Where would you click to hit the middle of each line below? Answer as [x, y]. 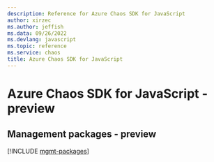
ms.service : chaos [34, 53]
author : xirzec [29, 20]
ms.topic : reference [37, 46]
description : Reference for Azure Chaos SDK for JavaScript [97, 14]
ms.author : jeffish [36, 27]
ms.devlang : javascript [42, 40]
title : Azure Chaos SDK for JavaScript [65, 59]
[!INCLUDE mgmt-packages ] [48, 151]
